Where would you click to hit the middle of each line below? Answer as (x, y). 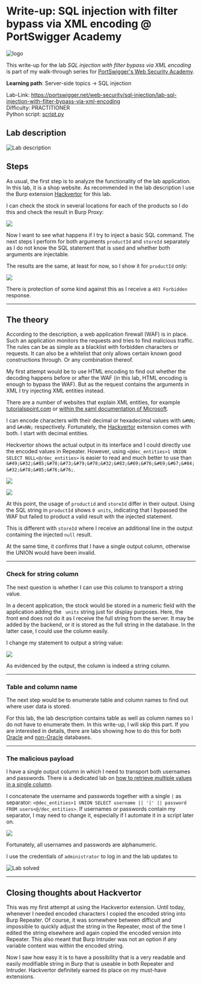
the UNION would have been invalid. (51, 553)
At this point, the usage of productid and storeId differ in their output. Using (101, 504)
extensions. (20, 977)
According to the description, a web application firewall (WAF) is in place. (97, 334)
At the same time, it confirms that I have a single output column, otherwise (98, 546)
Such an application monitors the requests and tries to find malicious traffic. (100, 341)
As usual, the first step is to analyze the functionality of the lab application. (99, 181)
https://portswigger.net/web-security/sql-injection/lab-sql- (104, 95)
